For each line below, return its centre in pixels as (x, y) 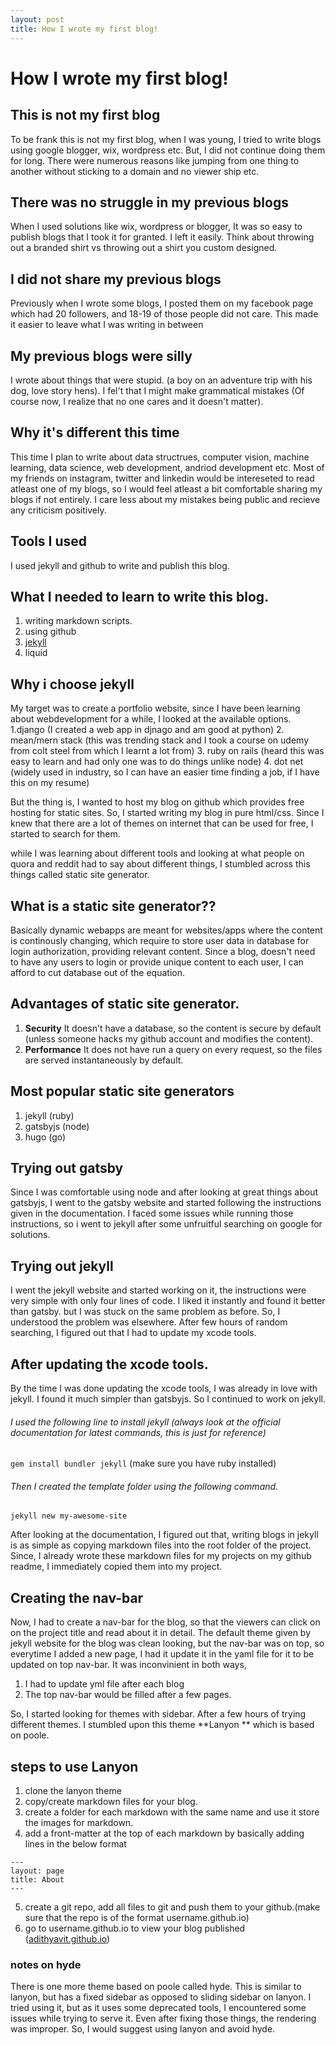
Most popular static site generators (122, 1091)
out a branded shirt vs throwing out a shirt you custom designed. (144, 248)
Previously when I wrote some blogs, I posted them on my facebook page (162, 303)
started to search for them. (65, 834)
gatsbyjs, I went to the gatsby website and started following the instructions (166, 1203)
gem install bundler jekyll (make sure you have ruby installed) (143, 1463)
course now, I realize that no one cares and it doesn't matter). (137, 401)
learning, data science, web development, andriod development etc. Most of (167, 467)
